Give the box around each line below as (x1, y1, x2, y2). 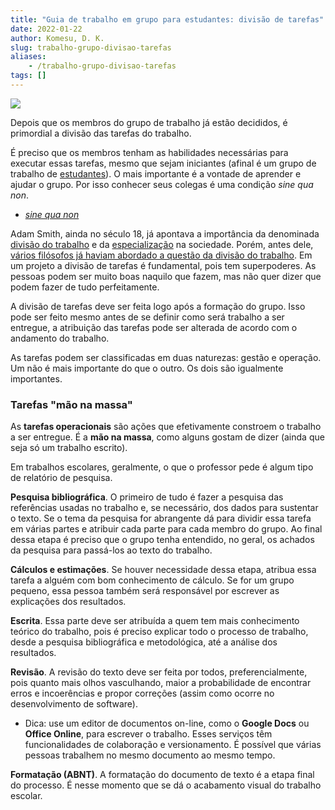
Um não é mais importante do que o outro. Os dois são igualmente (10, 362, 284, 374)
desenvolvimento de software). (10, 698, 138, 710)
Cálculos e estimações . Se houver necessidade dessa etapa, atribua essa (10, 564, 317, 576)
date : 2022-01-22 (10, 24, 83, 34)
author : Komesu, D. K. (10, 33, 105, 43)
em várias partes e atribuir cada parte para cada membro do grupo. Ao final (10, 523, 323, 535)
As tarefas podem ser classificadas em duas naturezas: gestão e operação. (10, 351, 322, 363)
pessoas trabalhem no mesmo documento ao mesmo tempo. (24, 749, 276, 761)
